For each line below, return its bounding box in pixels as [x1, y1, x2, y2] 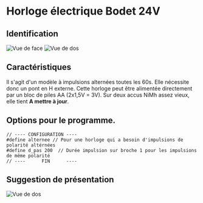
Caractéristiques [6, 62, 72, 72]
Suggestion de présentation [6, 174, 114, 185]
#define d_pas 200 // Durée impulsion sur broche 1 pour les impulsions [6, 147, 198, 153]
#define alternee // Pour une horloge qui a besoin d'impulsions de [6, 137, 184, 143]
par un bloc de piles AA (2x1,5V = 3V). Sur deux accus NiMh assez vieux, [6, 91, 190, 98]
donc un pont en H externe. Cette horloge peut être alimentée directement [6, 84, 193, 92]
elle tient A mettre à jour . [6, 97, 69, 105]
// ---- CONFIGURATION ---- [6, 131, 78, 137]
